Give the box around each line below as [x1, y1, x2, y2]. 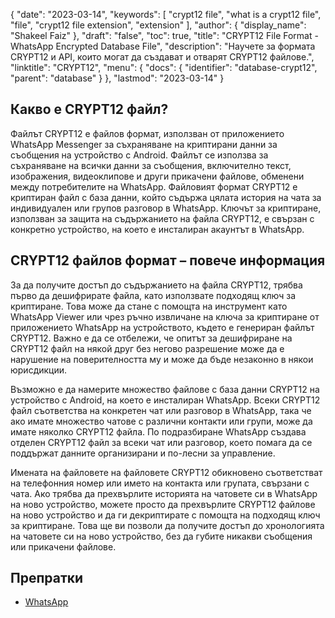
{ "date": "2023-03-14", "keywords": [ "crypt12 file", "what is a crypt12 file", [10, 9, 322, 20]
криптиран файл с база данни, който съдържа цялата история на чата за [10, 191, 322, 203]
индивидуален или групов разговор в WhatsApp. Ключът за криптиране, [10, 202, 322, 214]
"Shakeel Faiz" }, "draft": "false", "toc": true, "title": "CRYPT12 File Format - [10, 30, 319, 41]
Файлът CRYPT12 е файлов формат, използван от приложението [10, 127, 285, 139]
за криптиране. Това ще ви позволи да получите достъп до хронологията [10, 519, 325, 531]
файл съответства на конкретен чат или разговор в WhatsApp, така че [10, 404, 312, 416]
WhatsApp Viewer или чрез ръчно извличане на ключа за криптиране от [10, 310, 320, 323]
